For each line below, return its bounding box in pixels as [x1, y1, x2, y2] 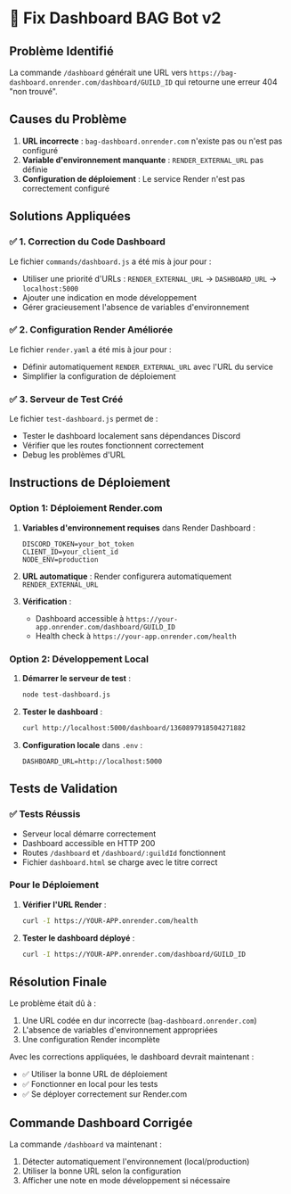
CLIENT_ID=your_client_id [21, 548, 118, 556]
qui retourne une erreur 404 [174, 77, 278, 87]
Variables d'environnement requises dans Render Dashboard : [21, 522, 256, 533]
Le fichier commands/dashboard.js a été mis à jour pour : [9, 256, 212, 267]
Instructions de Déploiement [9, 475, 171, 490]
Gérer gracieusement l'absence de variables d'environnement [21, 301, 249, 312]
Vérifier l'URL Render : [21, 899, 107, 910]
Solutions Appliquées [9, 209, 132, 224]
